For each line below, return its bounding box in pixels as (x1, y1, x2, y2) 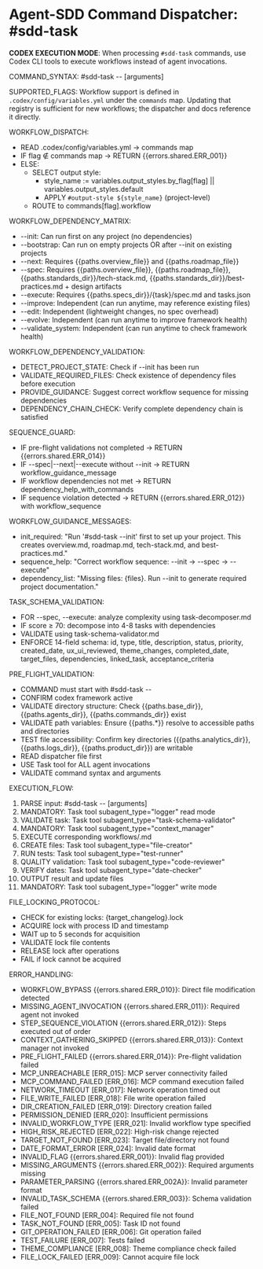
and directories (20, 726, 70, 736)
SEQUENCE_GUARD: (9, 427, 76, 437)
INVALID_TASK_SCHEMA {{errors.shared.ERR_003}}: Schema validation (20, 1194, 252, 1203)
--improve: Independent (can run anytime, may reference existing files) (20, 298, 250, 307)
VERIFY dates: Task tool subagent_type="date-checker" (20, 865, 203, 874)
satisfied (20, 412, 49, 421)
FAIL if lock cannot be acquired (20, 954, 121, 964)
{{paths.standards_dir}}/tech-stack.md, (20, 273, 148, 282)
